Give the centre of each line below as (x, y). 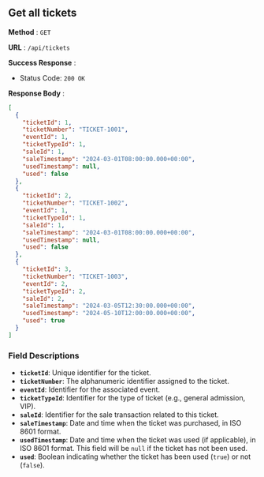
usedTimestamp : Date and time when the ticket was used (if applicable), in (138, 440)
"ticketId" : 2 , (47, 196)
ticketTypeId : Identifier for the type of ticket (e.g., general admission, (132, 398)
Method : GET (30, 32)
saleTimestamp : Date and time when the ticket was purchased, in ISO (130, 423)
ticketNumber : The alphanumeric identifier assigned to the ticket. (125, 381)
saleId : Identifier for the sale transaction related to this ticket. (119, 415)
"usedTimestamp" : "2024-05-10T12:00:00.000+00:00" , (109, 314)
